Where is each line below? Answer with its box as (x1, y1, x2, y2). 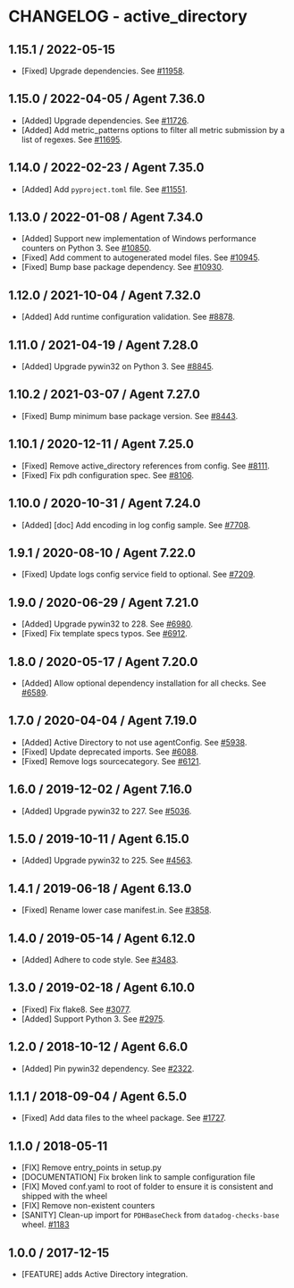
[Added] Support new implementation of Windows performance (21, 233, 256, 244)
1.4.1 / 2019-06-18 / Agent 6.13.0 (8, 880, 192, 896)
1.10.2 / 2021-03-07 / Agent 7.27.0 (8, 387, 200, 402)
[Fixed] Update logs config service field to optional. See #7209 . (21, 569, 256, 580)
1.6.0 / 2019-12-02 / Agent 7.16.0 (8, 782, 193, 797)
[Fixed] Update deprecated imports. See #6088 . (21, 746, 198, 757)
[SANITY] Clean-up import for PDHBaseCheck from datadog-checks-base (21, 1209, 280, 1221)
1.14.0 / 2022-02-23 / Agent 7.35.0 (8, 160, 205, 175)
